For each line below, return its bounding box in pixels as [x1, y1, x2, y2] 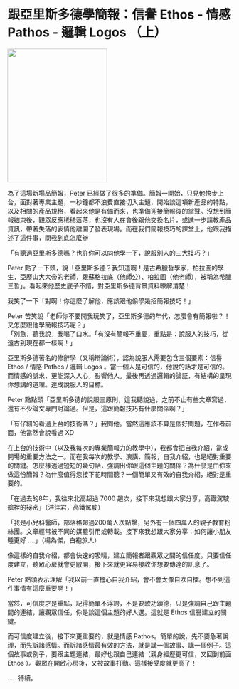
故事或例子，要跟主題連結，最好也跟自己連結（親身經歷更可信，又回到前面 [13, 649, 232, 658]
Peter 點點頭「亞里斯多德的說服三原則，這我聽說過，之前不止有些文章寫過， [7, 395, 230, 404]
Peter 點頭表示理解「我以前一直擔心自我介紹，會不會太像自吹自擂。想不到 [7, 574, 224, 584]
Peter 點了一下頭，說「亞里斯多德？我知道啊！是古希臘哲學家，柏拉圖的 [7, 263, 218, 272]
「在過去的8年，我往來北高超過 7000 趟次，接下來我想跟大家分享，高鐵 [7, 494, 217, 503]
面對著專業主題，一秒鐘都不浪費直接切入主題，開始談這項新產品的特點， [19, 197, 232, 206]
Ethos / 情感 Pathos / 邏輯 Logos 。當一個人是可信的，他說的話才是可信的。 [7, 362, 229, 371]
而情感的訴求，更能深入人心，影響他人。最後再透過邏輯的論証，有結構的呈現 [7, 371, 232, 379]
